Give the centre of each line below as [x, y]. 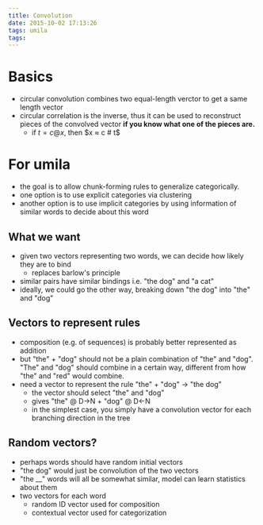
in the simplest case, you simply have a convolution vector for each [141, 409]
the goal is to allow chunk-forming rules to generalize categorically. [130, 186]
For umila [40, 165]
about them [38, 487]
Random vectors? [53, 443]
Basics [31, 77]
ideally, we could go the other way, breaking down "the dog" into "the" [135, 289]
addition [33, 351]
